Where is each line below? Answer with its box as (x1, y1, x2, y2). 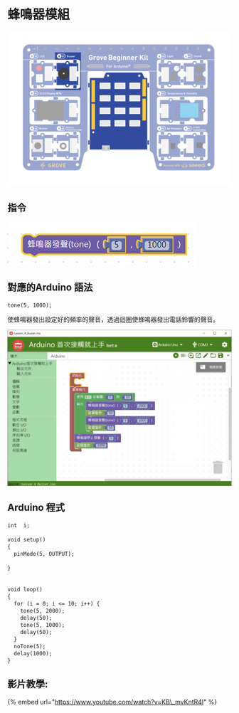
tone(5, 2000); (20, 607, 65, 614)
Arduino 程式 (7, 502, 65, 514)
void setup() (7, 536, 46, 543)
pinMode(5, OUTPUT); (14, 550, 75, 557)
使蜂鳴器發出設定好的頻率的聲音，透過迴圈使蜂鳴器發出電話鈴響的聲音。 (7, 315, 219, 324)
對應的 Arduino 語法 (7, 282, 93, 294)
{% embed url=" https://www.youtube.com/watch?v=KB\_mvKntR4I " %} (7, 697, 218, 706)
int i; (7, 522, 31, 529)
